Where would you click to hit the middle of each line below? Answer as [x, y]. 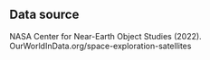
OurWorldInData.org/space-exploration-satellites [100, 46]
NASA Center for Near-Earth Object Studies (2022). [105, 36]
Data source [44, 15]
